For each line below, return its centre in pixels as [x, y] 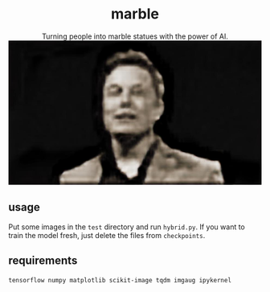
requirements [43, 260]
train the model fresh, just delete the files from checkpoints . [107, 235]
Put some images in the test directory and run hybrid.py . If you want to [127, 227]
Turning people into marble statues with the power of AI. [135, 36]
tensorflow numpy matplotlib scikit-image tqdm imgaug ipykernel [120, 281]
